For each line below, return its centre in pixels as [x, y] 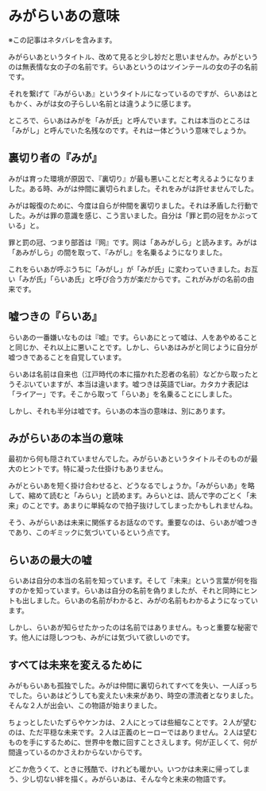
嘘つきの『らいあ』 [55, 316]
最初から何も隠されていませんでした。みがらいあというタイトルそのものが [130, 459]
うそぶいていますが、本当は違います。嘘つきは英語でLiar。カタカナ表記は [129, 384]
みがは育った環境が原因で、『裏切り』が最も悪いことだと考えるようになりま [132, 178]
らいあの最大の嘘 [50, 560]
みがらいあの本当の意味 [66, 438]
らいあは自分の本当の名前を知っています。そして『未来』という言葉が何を [129, 581]
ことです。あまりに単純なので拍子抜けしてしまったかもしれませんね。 [143, 505]
